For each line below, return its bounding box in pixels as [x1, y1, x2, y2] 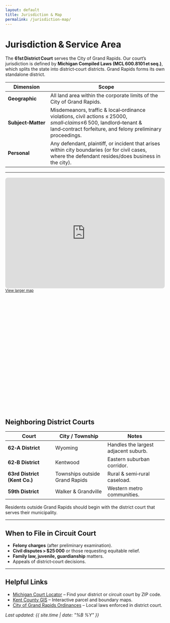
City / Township [59, 433, 99, 440]
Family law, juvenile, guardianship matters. [12, 553, 104, 559]
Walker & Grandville [55, 488, 102, 495]
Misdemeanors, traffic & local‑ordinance [50, 107, 146, 114]
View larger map [5, 288, 34, 294]
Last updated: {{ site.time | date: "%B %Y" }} [5, 612, 100, 618]
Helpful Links [5, 578, 48, 587]
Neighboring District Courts [5, 418, 95, 426]
